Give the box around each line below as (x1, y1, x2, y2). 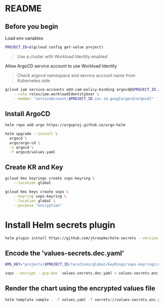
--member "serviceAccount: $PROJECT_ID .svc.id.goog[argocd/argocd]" (14, 96, 154, 101)
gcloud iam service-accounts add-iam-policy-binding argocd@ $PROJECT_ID (5, 87, 156, 92)
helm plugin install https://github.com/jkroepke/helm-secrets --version (5, 235, 159, 241)
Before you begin (5, 22, 59, 31)
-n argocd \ (9, 145, 34, 150)
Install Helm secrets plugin (5, 219, 116, 230)
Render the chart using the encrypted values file (5, 284, 155, 293)
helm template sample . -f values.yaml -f (5, 297, 93, 302)
